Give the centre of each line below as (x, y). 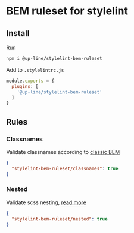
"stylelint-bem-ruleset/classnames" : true (65, 168)
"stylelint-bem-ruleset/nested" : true (60, 219)
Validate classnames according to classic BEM (63, 152)
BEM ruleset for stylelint (67, 11)
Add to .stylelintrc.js (35, 69)
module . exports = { (30, 81)
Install (18, 33)
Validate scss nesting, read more (46, 202)
